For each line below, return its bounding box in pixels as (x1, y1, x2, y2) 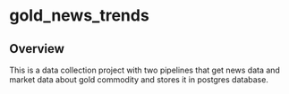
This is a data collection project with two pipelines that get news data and (9, 64, 280, 75)
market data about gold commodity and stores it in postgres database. (9, 74, 268, 85)
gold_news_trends (9, 5, 149, 26)
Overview (9, 41, 65, 56)
